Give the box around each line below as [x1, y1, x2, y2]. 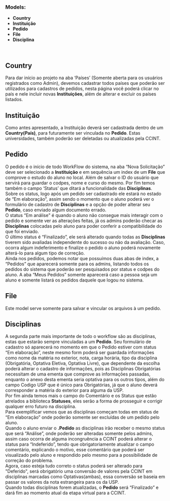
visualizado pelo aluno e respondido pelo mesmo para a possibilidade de [5, 452, 158, 458]
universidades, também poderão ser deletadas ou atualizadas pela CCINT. [5, 135, 161, 141]
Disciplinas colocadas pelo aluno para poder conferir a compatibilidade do [5, 223, 162, 229]
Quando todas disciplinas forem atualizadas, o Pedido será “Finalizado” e [5, 484, 159, 491]
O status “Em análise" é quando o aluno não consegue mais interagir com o [5, 212, 163, 218]
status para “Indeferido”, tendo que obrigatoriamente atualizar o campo [5, 441, 155, 448]
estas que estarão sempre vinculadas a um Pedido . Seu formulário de [5, 339, 151, 345]
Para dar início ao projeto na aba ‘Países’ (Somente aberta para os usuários [5, 75, 163, 81]
